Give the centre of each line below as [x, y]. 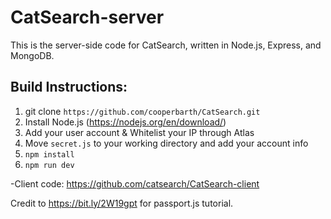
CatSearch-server [87, 17]
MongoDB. [32, 55]
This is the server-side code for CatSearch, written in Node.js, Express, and [166, 45]
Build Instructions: [69, 87]
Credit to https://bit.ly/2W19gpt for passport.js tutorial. [122, 203]
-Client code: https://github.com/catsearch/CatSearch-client [135, 183]
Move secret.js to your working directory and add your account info [166, 143]
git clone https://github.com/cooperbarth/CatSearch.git [142, 111]
